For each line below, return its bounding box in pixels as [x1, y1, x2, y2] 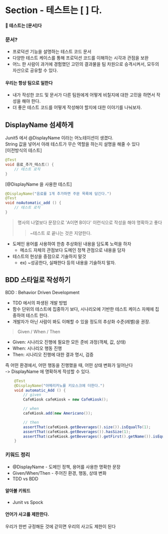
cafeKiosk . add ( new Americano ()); [23, 411, 93, 416]
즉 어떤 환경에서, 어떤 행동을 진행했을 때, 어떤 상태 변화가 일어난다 [5, 362, 133, 368]
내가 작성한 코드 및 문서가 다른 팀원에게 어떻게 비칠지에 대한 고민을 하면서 [12, 92, 155, 98]
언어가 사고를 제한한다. [5, 511, 49, 517]
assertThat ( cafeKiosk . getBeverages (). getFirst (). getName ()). [23, 434, 153, 439]
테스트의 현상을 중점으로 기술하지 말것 [12, 253, 86, 259]
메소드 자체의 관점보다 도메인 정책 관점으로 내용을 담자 [19, 247, 126, 253]
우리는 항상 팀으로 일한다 [5, 80, 53, 86]
